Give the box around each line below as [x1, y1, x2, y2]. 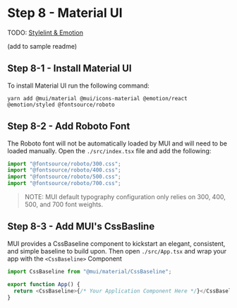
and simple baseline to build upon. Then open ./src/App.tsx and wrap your [7, 247, 227, 255]
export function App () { [7, 280, 80, 288]
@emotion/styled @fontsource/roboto [7, 101, 115, 108]
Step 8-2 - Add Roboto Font [7, 120, 130, 132]
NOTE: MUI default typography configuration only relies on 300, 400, [24, 193, 226, 201]
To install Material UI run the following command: [7, 81, 150, 90]
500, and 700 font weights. [24, 200, 104, 209]
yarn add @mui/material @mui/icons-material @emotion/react [7, 95, 188, 102]
